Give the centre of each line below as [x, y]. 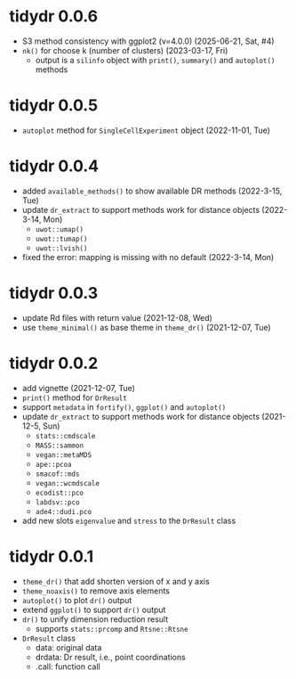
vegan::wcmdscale [68, 483]
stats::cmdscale [65, 436]
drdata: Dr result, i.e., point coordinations [111, 657]
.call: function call [68, 667]
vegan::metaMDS [63, 455]
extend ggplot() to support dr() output [94, 609]
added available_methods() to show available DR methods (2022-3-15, [152, 191]
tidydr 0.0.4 [54, 166]
